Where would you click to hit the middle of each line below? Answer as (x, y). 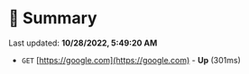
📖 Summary (53, 18)
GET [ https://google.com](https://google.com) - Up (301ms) (131, 60)
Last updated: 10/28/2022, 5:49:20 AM (83, 43)
